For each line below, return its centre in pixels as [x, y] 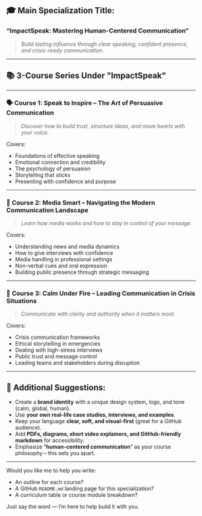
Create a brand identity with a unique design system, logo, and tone [100, 402]
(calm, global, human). [43, 408]
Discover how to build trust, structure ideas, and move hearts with [103, 126]
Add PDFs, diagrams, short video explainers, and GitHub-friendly [98, 434]
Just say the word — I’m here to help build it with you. [73, 507]
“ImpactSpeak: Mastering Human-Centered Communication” [98, 31]
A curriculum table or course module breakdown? [76, 495]
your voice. [35, 132]
